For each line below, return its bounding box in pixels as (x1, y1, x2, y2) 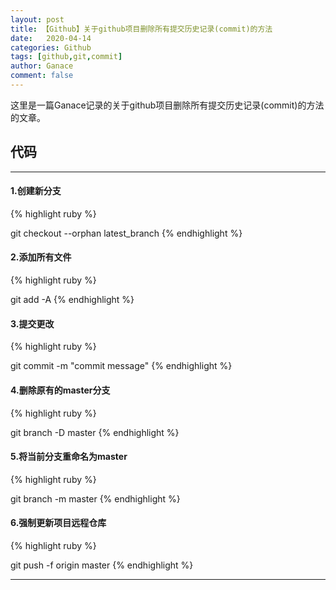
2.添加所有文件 (10, 251, 72, 263)
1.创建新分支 (10, 185, 62, 197)
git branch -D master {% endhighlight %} (10, 426, 180, 438)
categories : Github (10, 42, 92, 53)
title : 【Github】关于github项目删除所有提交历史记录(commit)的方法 (10, 24, 273, 34)
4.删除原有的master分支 (10, 384, 111, 396)
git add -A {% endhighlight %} (10, 294, 135, 306)
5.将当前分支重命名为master (10, 451, 128, 463)
